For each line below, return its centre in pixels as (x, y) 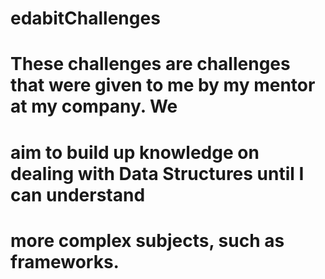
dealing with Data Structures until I (157, 173)
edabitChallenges (85, 18)
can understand (78, 194)
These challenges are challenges (150, 64)
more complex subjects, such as (147, 240)
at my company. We (94, 106)
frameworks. (65, 261)
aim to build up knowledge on (135, 152)
